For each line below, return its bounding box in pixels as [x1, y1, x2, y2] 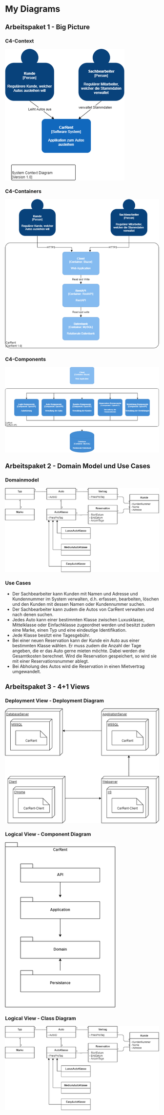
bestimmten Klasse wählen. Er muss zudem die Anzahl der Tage [12, 642, 142, 648]
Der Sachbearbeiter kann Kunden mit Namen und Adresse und [12, 591, 138, 597]
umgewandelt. [12, 668, 41, 674]
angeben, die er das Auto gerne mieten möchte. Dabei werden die [12, 648, 145, 654]
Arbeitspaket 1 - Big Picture [5, 23, 90, 31]
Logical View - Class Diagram [5, 1015, 77, 1021]
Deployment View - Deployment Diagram [5, 697, 104, 704]
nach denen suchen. [12, 611, 54, 617]
